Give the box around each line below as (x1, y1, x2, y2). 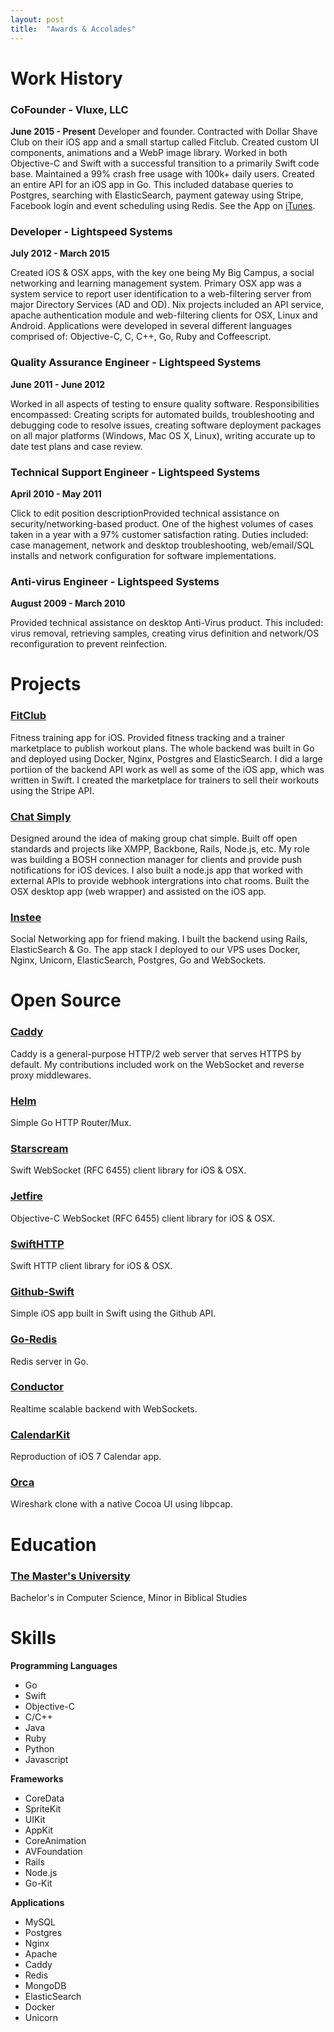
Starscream (10, 1141, 69, 1155)
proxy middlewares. (10, 1069, 92, 1081)
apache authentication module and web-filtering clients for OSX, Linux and (10, 309, 318, 321)
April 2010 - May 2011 (10, 487, 102, 500)
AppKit (24, 1824, 54, 1836)
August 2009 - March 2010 (10, 597, 126, 610)
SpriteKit (24, 1802, 62, 1815)
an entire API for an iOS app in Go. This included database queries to (10, 178, 294, 190)
